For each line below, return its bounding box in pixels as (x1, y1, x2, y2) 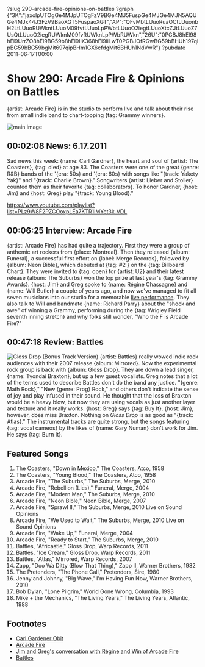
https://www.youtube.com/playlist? (7, 201, 95, 209)
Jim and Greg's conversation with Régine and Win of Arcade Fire (15, 647, 179, 655)
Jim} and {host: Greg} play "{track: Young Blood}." (7, 189, 134, 197)
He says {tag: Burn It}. (7, 431, 63, 438)
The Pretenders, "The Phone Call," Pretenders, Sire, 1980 (15, 568, 160, 576)
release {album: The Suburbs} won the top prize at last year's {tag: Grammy (7, 274, 198, 281)
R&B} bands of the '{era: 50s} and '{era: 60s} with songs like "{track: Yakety (7, 170, 199, 177)
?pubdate (162, 44, 185, 51)
